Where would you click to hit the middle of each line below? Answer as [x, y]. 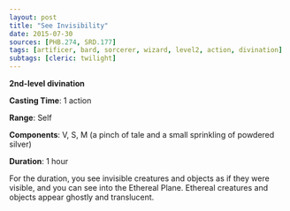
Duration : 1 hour [39, 161]
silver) [21, 144]
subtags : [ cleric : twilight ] [63, 58]
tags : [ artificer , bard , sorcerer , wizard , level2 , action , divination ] [146, 50]
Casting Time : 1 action [50, 101]
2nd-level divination [47, 83]
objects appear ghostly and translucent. [82, 197]
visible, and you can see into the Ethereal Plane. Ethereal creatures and [139, 188]
